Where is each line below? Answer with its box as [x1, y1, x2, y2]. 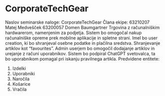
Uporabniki [12, 70, 35, 76]
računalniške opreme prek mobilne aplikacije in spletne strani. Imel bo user [5, 35, 158, 41]
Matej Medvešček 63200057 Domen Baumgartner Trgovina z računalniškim [5, 24, 160, 30]
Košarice [12, 81, 31, 87]
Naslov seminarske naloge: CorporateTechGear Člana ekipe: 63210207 [5, 19, 150, 25]
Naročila [12, 76, 30, 82]
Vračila [12, 86, 27, 92]
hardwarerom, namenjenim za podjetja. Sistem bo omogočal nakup [5, 30, 142, 35]
